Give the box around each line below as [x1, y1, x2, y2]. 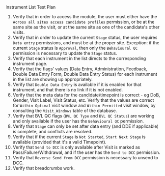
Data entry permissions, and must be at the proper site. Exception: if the [12, 40, 160, 46]
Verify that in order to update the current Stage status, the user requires [12, 34, 158, 40]
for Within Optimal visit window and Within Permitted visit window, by [12, 103, 156, 108]
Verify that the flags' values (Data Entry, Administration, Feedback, [12, 66, 148, 72]
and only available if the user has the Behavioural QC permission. [12, 118, 144, 124]
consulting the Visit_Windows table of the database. [12, 108, 117, 114]
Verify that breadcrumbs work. [12, 165, 75, 171]
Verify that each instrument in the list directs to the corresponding [12, 56, 146, 61]
